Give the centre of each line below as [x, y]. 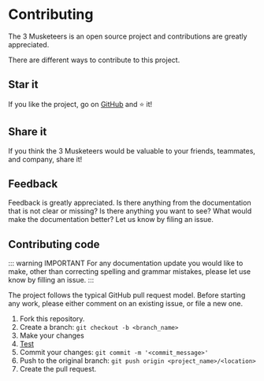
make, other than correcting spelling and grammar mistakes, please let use [130, 272]
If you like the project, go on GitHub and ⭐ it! [80, 104]
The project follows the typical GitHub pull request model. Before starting [127, 295]
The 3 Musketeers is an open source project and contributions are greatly [128, 36]
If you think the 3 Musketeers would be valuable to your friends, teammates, [132, 150]
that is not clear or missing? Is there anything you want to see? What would [130, 211]
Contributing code [54, 244]
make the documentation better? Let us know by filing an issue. [111, 220]
